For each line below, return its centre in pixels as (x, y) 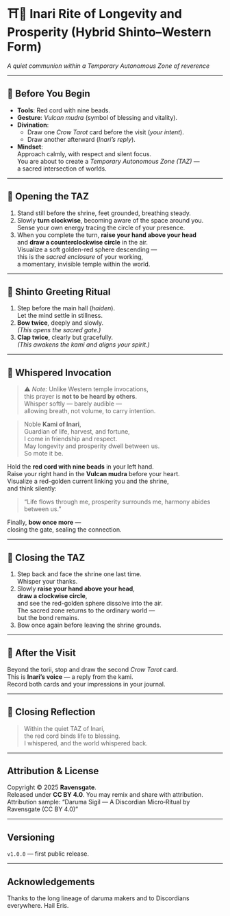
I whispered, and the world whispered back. (86, 743)
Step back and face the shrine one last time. (79, 574)
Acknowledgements (51, 881)
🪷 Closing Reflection (51, 712)
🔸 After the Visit (42, 653)
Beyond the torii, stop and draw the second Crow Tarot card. (92, 669)
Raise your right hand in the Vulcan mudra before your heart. (93, 474)
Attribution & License (53, 771)
